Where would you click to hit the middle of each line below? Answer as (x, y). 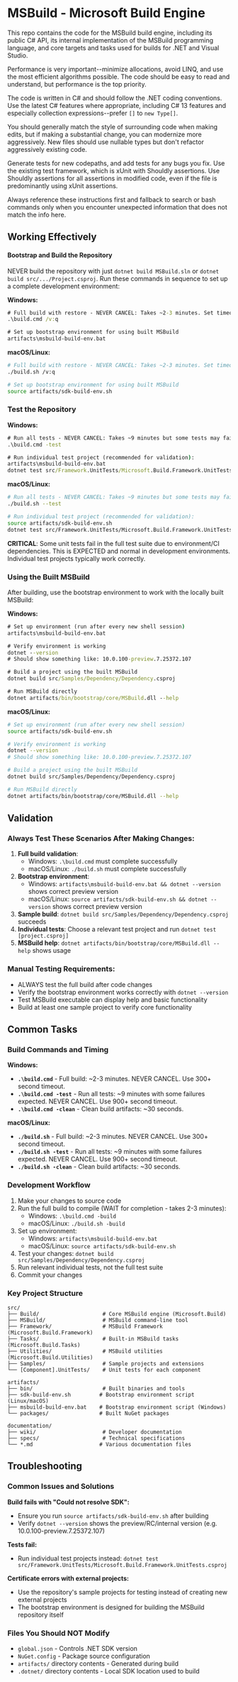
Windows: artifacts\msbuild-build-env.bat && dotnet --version (124, 884)
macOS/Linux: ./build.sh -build (76, 1223)
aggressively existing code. (47, 149)
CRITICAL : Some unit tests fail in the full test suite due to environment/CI (113, 543)
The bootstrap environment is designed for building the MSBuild (111, 1607)
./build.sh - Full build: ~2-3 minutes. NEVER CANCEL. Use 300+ (113, 1137)
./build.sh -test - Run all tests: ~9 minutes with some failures (109, 1152)
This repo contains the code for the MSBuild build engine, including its (110, 33)
